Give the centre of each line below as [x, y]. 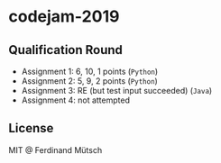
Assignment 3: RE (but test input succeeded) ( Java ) [117, 91]
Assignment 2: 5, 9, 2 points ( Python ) [90, 81]
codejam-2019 [64, 17]
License [31, 128]
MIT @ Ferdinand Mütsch [55, 149]
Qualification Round [66, 50]
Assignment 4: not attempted [75, 100]
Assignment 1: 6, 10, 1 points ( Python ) [90, 71]
